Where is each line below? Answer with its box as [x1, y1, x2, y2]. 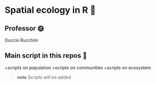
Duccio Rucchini [4, 37, 38, 43]
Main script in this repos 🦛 [4, 51, 88, 60]
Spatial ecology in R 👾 [4, 4, 96, 16]
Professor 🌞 [4, 24, 44, 33]
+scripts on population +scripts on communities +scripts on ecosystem [4, 64, 152, 71]
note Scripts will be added [16, 74, 71, 80]
